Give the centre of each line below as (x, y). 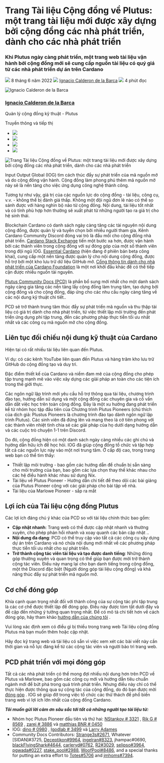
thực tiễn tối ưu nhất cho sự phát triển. (51, 548)
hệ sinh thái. (17, 215)
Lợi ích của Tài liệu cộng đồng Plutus (62, 506)
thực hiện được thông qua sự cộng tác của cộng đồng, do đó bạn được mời (81, 689)
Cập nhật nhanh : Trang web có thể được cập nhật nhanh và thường (80, 528)
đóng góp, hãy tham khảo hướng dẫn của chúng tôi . (58, 617)
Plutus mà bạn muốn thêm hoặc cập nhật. (47, 632)
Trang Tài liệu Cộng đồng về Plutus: (79, 11)
